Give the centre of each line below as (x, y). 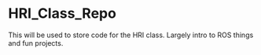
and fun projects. (36, 43)
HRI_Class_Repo (62, 14)
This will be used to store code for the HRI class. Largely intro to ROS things (131, 35)
